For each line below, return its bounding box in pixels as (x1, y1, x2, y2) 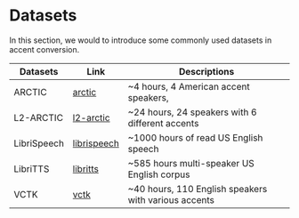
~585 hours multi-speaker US (127, 157, 255, 169)
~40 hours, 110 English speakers (127, 182, 268, 195)
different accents (127, 117, 199, 129)
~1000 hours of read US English (127, 131, 263, 143)
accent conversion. (9, 44, 80, 54)
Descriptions (178, 65, 235, 77)
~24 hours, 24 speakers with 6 (127, 106, 257, 118)
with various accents (127, 193, 215, 206)
